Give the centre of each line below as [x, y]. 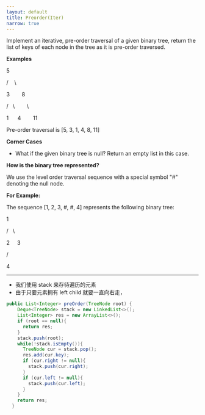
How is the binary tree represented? [53, 165]
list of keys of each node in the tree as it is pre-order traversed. [86, 47]
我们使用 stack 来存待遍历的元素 [56, 285]
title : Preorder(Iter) [35, 18]
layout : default [27, 12]
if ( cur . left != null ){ [53, 378]
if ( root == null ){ [42, 321]
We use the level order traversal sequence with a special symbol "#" [92, 177]
